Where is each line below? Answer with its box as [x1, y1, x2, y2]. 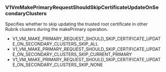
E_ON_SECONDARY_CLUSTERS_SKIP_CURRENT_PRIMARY [12, 51, 132, 57]
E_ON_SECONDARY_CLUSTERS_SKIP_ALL [12, 41, 99, 47]
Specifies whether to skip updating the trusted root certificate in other [5, 21, 148, 27]
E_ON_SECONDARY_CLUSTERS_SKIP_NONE [12, 62, 103, 68]
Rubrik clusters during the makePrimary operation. [5, 26, 108, 32]
